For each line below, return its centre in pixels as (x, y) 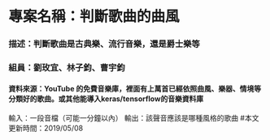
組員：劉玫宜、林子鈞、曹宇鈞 (67, 68)
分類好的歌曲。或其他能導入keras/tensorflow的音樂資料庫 (106, 99)
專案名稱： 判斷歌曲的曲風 (94, 17)
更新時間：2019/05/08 (46, 128)
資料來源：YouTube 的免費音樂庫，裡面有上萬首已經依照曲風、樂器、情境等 (135, 88)
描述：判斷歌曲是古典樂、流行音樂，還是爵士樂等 (105, 44)
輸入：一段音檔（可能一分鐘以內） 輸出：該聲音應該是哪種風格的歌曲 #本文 (134, 118)
